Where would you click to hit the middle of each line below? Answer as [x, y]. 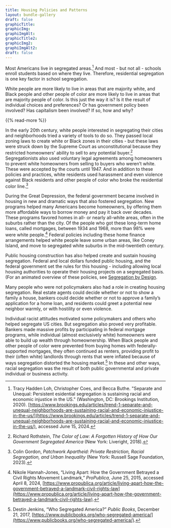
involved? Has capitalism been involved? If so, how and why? [69, 111]
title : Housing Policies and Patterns [46, 10]
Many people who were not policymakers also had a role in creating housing [85, 287]
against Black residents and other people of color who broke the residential [84, 180]
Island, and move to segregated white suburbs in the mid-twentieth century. [85, 246]
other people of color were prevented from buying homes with [70, 346]
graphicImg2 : [19, 43]
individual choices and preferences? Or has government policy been [77, 105]
